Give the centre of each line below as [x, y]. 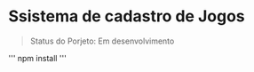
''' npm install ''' [38, 58]
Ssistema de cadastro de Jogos [127, 16]
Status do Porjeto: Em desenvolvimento [102, 41]
